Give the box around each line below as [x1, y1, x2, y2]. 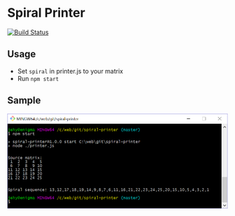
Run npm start [17, 74, 59, 82]
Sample [7, 94, 41, 106]
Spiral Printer [7, 5, 85, 21]
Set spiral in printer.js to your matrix [17, 66, 124, 75]
